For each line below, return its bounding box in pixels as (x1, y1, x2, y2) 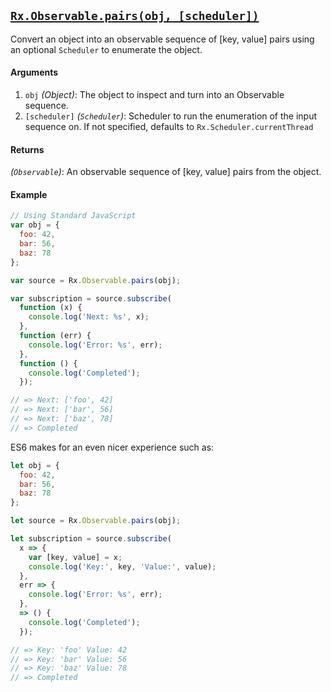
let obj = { (10, 460, 60, 470)
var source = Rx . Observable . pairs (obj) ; (10, 275, 182, 285)
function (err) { (19, 331, 92, 341)
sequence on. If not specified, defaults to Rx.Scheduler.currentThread (24, 121, 314, 133)
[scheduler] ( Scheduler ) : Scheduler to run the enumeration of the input (24, 110, 318, 122)
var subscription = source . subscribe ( (10, 293, 172, 304)
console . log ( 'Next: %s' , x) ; (28, 312, 150, 322)
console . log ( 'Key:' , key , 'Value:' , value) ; (28, 561, 217, 572)
